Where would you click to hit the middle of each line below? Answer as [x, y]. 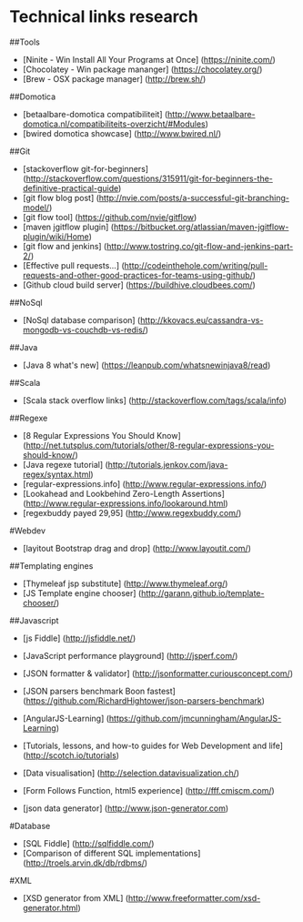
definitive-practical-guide [71, 187]
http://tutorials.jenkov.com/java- [168, 464]
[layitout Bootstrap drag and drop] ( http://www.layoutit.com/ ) [137, 548]
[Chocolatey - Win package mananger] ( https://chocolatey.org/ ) [142, 69]
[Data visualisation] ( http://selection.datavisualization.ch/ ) [131, 773]
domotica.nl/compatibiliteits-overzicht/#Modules [114, 124]
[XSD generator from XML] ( [76, 897]
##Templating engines [51, 565]
